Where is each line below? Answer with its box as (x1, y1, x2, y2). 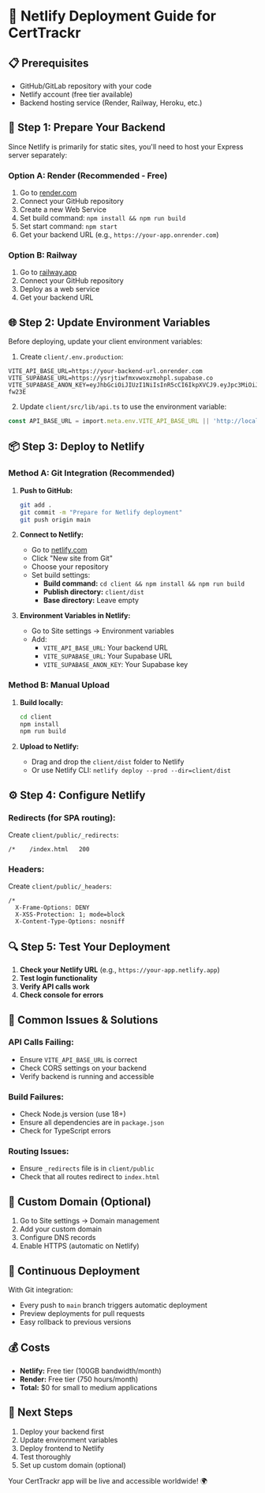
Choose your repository (31, 562, 109, 571)
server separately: (8, 150, 68, 160)
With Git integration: (8, 1285, 73, 1295)
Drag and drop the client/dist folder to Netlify (31, 757, 185, 767)
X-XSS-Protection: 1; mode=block (15, 911, 125, 919)
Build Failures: (8, 1091, 65, 1102)
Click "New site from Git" (31, 553, 113, 564)
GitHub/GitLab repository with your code (19, 81, 152, 90)
